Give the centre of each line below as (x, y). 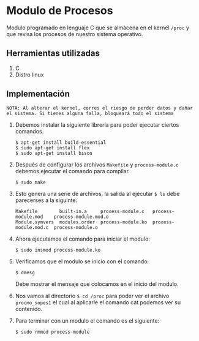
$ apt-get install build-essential (61, 142)
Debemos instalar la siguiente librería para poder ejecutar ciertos (97, 125)
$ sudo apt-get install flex (52, 148)
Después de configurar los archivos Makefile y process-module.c (97, 164)
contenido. (29, 309)
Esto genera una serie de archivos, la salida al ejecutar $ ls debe (97, 193)
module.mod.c (32, 227)
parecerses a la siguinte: (46, 200)
